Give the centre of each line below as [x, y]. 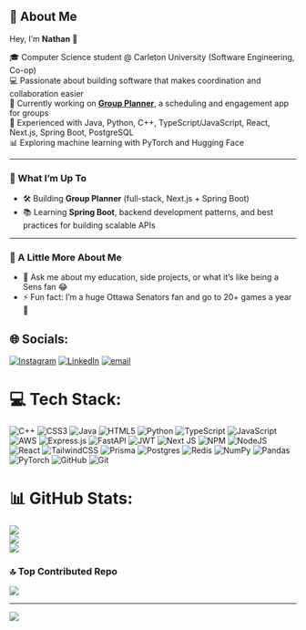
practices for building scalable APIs [89, 225]
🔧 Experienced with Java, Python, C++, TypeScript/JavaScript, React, [140, 122]
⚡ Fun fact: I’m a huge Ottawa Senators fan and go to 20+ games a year [157, 297]
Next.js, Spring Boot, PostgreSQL [71, 132]
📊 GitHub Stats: [71, 499]
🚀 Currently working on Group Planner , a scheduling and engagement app [149, 103]
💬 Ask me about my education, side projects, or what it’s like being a [151, 277]
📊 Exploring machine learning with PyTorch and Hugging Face [127, 142]
